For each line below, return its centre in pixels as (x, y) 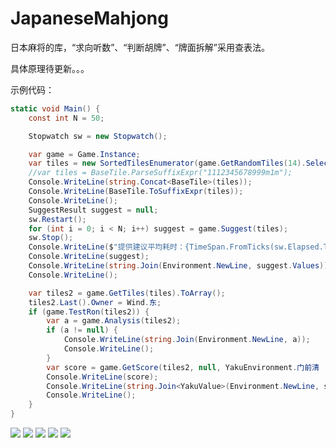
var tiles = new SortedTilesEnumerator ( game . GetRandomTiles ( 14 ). (167, 163)
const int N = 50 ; (66, 118)
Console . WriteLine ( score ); (102, 377)
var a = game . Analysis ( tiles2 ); (114, 321)
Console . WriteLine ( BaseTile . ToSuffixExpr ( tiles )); (136, 192)
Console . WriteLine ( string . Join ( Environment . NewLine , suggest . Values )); (180, 266)
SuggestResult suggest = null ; (93, 210)
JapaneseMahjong (89, 18)
